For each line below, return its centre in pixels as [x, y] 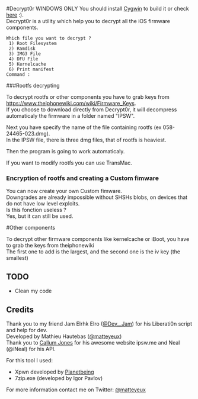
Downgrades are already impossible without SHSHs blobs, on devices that [97, 197]
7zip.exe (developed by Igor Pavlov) [58, 378]
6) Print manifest [31, 69]
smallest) [17, 258]
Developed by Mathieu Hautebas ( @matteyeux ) [64, 336]
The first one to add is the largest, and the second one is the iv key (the [93, 252]
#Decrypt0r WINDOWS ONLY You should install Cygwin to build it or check [98, 9]
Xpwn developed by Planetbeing [54, 372]
